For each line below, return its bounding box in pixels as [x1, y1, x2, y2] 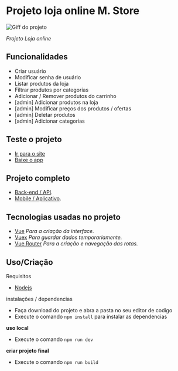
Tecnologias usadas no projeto [6, 212, 121, 222]
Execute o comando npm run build [14, 359, 98, 365]
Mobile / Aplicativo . [14, 195, 61, 202]
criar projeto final [6, 348, 49, 354]
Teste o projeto [6, 134, 63, 144]
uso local [6, 325, 29, 331]
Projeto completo [6, 173, 70, 183]
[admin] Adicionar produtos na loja [14, 99, 98, 106]
